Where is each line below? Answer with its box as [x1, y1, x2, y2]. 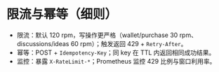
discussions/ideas [16, 39, 69, 48]
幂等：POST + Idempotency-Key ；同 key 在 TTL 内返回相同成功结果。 [16, 48, 215, 57]
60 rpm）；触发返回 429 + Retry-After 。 [70, 39, 187, 48]
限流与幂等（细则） [6, 6, 118, 22]
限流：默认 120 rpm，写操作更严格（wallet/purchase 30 [16, 31, 178, 39]
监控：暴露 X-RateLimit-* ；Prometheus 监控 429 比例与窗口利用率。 [16, 57, 216, 65]
